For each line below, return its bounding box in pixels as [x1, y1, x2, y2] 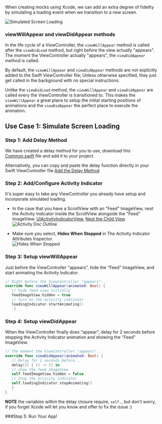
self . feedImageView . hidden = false [11, 372, 84, 377]
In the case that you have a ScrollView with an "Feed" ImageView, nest [12, 205, 154, 212]
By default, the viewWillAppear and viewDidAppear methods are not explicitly [5, 67, 157, 73]
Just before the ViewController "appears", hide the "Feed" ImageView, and [5, 264, 155, 270]
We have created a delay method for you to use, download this [5, 148, 131, 154]
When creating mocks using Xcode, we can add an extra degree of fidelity [5, 4, 154, 10]
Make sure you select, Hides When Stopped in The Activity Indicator [12, 231, 150, 237]
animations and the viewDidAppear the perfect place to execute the [5, 103, 138, 109]
